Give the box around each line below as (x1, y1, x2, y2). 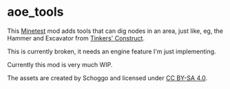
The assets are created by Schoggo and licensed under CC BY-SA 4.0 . (7, 73, 208, 82)
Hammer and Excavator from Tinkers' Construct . (7, 34, 145, 42)
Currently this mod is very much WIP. (7, 60, 113, 68)
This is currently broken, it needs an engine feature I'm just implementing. (7, 47, 216, 55)
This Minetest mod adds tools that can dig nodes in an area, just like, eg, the (7, 27, 224, 35)
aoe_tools (7, 4, 64, 20)
